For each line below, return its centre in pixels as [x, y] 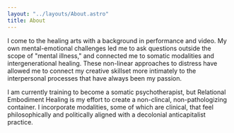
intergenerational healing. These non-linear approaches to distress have [112, 63]
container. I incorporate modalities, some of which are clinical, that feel [111, 107]
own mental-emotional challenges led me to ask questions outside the [109, 48]
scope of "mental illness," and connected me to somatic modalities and [111, 56]
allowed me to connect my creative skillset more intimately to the [102, 71]
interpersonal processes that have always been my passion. [95, 78]
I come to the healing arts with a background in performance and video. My [117, 40]
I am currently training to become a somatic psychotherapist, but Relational [117, 92]
